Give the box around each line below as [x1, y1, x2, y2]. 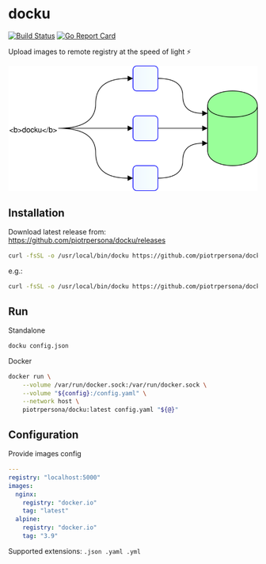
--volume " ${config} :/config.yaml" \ [22, 389, 147, 397]
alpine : [15, 516, 41, 524]
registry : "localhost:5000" [8, 473, 101, 482]
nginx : [15, 490, 37, 498]
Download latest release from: [8, 227, 107, 237]
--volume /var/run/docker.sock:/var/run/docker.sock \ [22, 381, 207, 389]
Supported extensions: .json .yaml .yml [8, 546, 141, 555]
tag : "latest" [22, 507, 69, 515]
